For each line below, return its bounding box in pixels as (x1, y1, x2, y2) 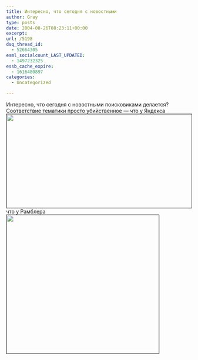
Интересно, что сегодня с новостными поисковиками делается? (6, 101, 169, 108)
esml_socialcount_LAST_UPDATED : (6, 52, 85, 58)
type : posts (6, 19, 35, 25)
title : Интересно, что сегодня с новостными (6, 8, 117, 15)
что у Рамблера (6, 208, 46, 215)
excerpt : (6, 31, 28, 36)
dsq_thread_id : (6, 42, 43, 48)
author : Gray (6, 14, 38, 20)
